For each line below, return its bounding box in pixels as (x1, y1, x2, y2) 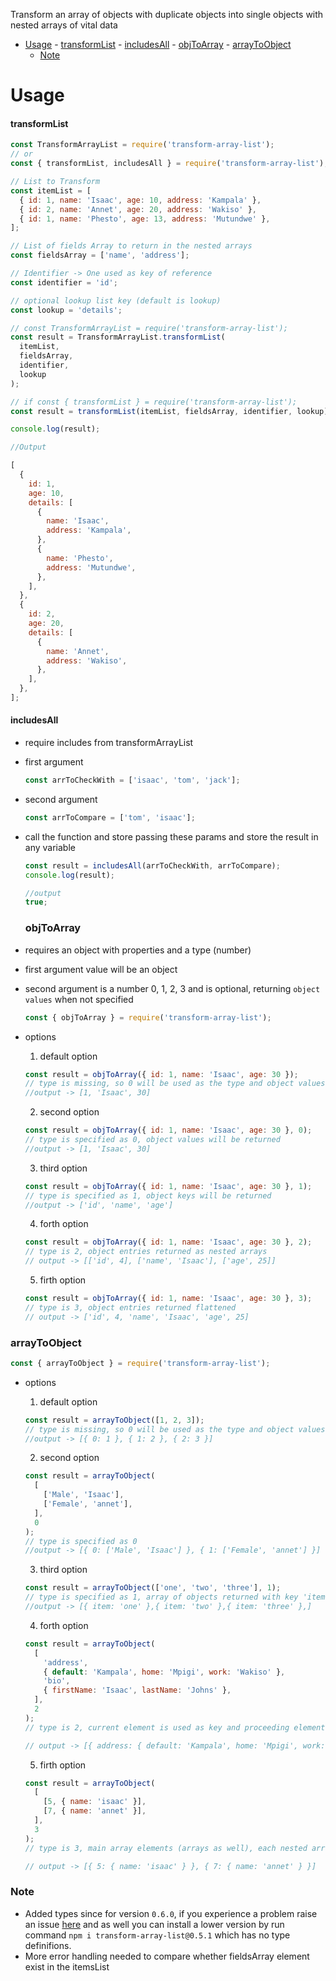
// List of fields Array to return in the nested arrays (10, 241, 253, 251)
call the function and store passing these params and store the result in (24, 830, 319, 843)
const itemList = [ (10, 185, 92, 196)
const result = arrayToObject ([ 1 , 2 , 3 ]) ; (24, 1415, 205, 1425)
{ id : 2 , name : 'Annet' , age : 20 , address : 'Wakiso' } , (19, 204, 258, 214)
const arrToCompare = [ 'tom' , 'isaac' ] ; (24, 812, 196, 823)
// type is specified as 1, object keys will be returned (24, 1190, 272, 1201)
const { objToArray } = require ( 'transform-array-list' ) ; (24, 1012, 272, 1023)
